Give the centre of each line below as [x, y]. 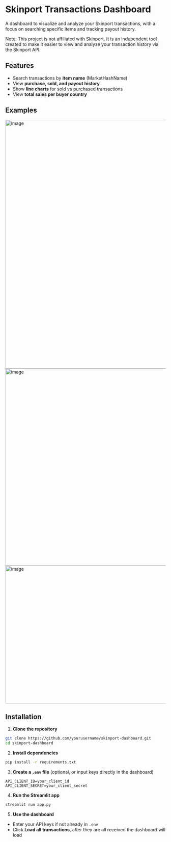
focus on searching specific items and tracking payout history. [71, 29]
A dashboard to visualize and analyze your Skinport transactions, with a [80, 23]
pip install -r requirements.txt [41, 762]
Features [20, 66]
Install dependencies [35, 753]
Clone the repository [35, 729]
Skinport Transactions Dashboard [78, 9]
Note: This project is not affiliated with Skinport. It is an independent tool [81, 39]
